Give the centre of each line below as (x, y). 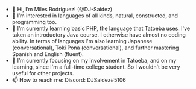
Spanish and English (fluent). (48, 54)
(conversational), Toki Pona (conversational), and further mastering (95, 48)
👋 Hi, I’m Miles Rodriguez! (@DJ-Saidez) (62, 9)
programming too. (34, 22)
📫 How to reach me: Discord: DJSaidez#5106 (69, 80)
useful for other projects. (43, 73)
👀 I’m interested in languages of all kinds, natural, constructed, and (95, 16)
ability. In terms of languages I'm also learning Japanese (82, 41)
